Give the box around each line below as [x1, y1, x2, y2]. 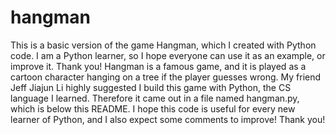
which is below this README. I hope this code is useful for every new [10, 102, 296, 115]
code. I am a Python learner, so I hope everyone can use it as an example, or [10, 49, 326, 61]
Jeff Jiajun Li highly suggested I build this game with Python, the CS [10, 81, 292, 93]
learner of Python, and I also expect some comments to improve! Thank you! [10, 113, 326, 125]
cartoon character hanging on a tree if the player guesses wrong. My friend [10, 71, 322, 83]
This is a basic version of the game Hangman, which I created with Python [10, 39, 317, 51]
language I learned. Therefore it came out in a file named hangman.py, [10, 92, 300, 104]
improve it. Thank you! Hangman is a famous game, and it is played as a [10, 60, 307, 72]
